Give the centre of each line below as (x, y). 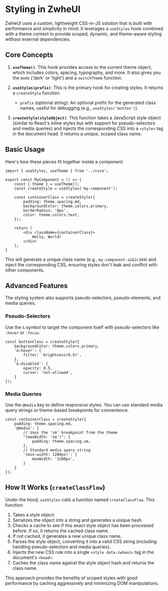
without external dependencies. (38, 39)
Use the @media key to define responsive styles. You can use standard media (84, 405)
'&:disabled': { (31, 364)
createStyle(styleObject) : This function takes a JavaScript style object (87, 118)
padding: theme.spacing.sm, (61, 441)
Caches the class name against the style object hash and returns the (83, 563)
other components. (25, 270)
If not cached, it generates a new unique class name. (67, 536)
